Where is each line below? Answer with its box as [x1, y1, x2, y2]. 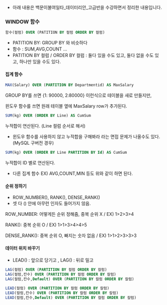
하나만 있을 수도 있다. [19, 58, 61, 65]
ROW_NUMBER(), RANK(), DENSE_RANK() [12, 195, 101, 201]
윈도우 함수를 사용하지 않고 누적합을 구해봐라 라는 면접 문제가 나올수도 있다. [12, 134, 160, 140]
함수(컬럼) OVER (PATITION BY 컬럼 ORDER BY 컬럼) [5, 30, 105, 35]
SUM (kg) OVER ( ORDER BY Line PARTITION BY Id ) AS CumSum [5, 150, 127, 155]
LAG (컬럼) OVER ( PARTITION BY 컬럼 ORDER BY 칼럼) [5, 267, 107, 272]
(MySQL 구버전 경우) [12, 140, 54, 146]
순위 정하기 [5, 183, 27, 189]
